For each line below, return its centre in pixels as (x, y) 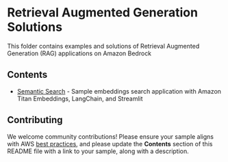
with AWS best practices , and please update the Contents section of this (110, 144)
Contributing (35, 120)
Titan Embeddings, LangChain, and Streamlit (80, 98)
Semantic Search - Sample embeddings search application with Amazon (119, 91)
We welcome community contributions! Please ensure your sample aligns (111, 136)
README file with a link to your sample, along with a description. (98, 151)
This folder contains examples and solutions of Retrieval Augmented (103, 46)
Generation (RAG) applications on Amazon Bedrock (79, 53)
